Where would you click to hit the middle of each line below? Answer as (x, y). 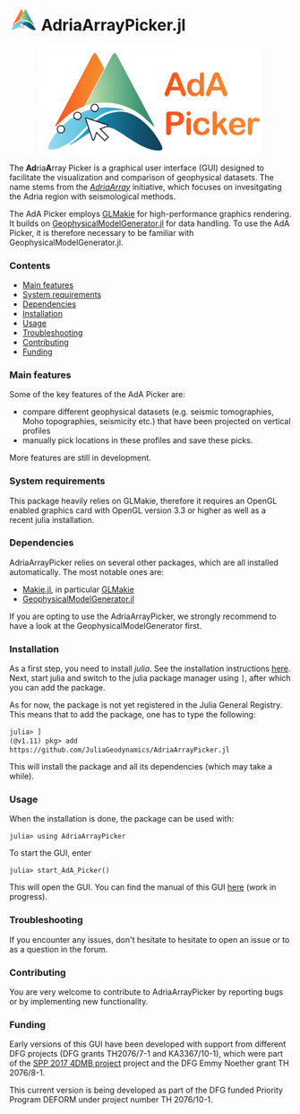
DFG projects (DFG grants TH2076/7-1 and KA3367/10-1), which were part (146, 1054)
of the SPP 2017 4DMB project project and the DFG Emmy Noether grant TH (149, 1063)
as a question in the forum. (59, 949)
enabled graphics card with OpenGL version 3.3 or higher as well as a (138, 510)
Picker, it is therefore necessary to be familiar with (102, 232)
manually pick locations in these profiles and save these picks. (137, 440)
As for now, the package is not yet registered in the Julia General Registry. (146, 705)
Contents (30, 265)
